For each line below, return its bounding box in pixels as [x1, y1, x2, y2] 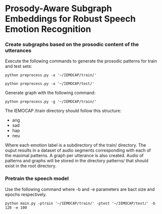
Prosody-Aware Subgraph [5, 3, 112, 14]
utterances [5, 47, 32, 54]
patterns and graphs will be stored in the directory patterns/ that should [5, 158, 148, 164]
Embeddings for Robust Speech [5, 13, 136, 24]
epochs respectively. [5, 191, 47, 197]
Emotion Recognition [5, 24, 91, 35]
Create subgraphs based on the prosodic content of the [5, 41, 139, 48]
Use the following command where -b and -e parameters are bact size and [5, 186, 155, 192]
